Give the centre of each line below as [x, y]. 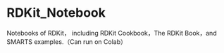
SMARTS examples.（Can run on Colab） [67, 41]
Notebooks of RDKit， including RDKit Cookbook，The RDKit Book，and [112, 33]
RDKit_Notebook [56, 13]
